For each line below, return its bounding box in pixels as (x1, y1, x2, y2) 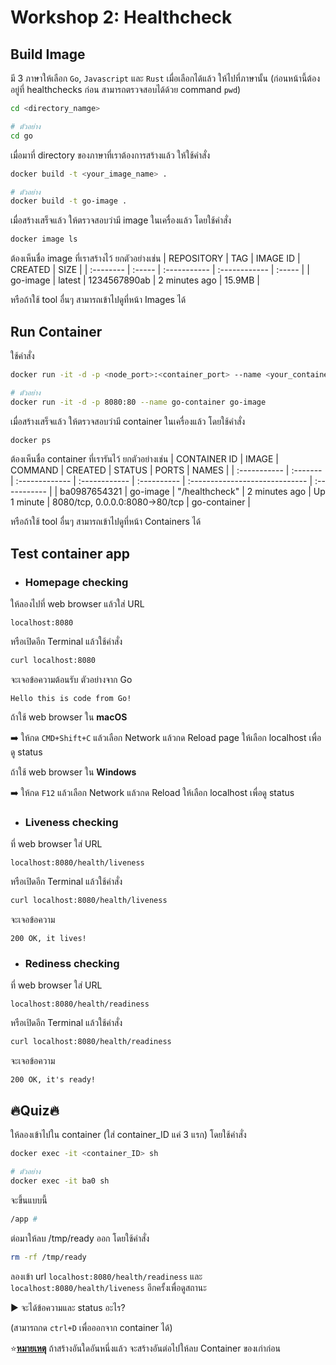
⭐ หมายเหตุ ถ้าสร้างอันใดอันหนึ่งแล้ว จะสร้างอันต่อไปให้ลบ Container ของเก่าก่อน (10, 1342, 281, 1354)
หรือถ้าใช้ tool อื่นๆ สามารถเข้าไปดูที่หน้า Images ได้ (10, 294, 187, 306)
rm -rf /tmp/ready (10, 1252, 87, 1262)
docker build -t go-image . (10, 196, 128, 206)
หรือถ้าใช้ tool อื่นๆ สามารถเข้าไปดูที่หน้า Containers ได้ (10, 516, 202, 528)
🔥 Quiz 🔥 (10, 1102, 60, 1119)
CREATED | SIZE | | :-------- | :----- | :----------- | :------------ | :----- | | (10, 264, 310, 276)
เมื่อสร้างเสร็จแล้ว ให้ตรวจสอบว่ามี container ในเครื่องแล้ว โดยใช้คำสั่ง (10, 415, 246, 427)
